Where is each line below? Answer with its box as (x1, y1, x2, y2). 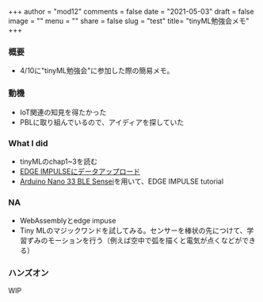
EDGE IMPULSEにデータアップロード (19, 166, 141, 176)
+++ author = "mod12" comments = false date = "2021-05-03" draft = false (8, 7, 255, 16)
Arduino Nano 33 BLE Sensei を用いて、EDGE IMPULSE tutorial (19, 176, 224, 186)
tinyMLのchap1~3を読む (19, 157, 98, 166)
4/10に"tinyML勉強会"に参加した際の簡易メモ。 (19, 66, 174, 75)
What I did (8, 137, 49, 149)
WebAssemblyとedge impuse (19, 216, 116, 226)
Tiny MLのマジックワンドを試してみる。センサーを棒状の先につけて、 (19, 226, 247, 235)
